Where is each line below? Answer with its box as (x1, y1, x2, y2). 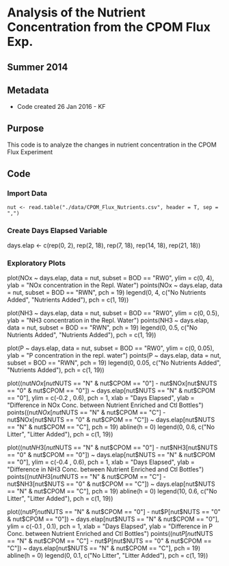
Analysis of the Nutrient (7, 5, 146, 21)
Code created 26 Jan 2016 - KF (16, 103, 106, 111)
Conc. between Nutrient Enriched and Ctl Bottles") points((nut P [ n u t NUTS (7, 530, 213, 538)
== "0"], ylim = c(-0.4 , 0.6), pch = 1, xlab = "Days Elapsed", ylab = (7, 458, 195, 467)
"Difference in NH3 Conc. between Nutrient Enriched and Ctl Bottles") (7, 465, 204, 473)
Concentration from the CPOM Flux (7, 19, 211, 35)
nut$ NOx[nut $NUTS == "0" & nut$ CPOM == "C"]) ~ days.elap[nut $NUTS (7, 416, 215, 424)
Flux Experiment (7, 148, 53, 156)
